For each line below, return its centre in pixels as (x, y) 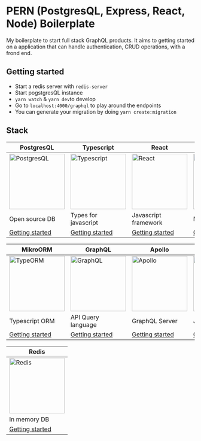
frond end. (19, 53)
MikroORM (37, 250)
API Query (85, 317)
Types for (84, 215)
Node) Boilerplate (51, 24)
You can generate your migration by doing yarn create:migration (95, 111)
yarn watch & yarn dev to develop (55, 99)
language (84, 324)
